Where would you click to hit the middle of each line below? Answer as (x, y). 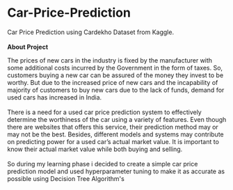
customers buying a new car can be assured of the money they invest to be (115, 75)
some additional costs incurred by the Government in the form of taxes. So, (115, 68)
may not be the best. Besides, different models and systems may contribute (115, 134)
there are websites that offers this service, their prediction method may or (113, 127)
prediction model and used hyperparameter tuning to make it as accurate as (116, 171)
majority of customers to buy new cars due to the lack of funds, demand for (116, 90)
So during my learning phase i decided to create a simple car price (103, 164)
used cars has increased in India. (55, 97)
